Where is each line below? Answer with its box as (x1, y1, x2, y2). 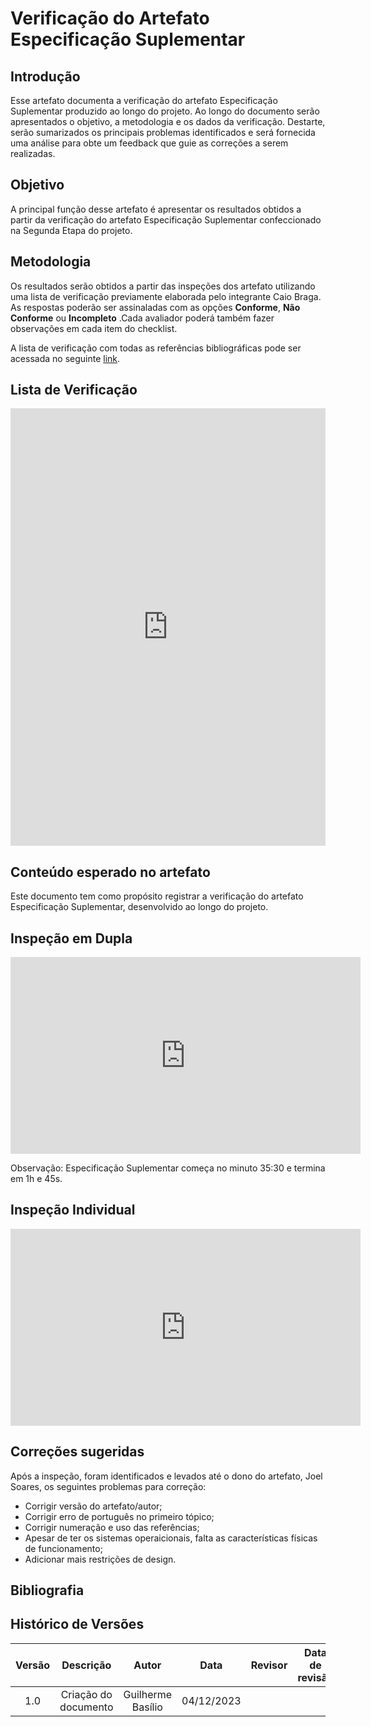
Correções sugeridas (10, 1443, 145, 1461)
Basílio (131, 1700, 163, 1714)
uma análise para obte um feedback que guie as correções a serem (10, 137, 289, 149)
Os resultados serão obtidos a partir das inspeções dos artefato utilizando (10, 280, 316, 292)
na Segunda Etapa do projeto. (10, 224, 133, 236)
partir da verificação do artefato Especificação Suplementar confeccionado (10, 213, 322, 226)
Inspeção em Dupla (10, 930, 133, 947)
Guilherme (123, 1687, 173, 1701)
